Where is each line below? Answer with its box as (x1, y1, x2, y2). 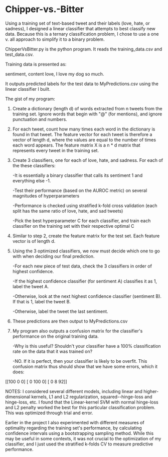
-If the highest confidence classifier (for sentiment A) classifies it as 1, (12, 278, 157, 284)
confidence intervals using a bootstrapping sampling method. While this (5, 430, 154, 436)
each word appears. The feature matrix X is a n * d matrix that (12, 142, 140, 148)
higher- (143, 388, 159, 394)
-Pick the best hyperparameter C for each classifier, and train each (12, 218, 151, 224)
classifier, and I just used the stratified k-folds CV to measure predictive (5, 441, 153, 447)
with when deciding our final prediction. (12, 253, 95, 259)
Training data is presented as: (5, 61, 67, 67)
